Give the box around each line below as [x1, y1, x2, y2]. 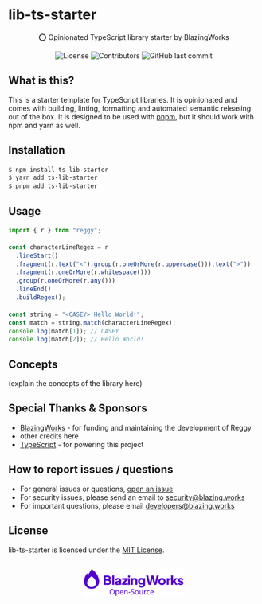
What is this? [8, 74, 75, 88]
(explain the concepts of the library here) [8, 379, 143, 388]
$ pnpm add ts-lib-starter [8, 182, 98, 190]
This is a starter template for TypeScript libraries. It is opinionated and [8, 95, 237, 104]
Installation [8, 143, 65, 157]
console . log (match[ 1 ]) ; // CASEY [8, 327, 119, 335]
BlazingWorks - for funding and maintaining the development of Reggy [19, 423, 252, 432]
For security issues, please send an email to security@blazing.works [19, 492, 245, 502]
